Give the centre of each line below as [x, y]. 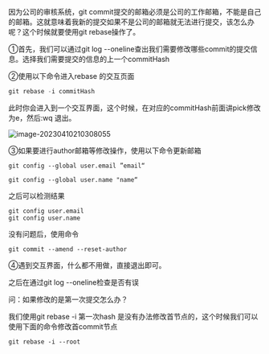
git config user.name [45, 218]
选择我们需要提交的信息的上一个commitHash [96, 59]
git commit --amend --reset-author [68, 249]
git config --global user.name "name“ [73, 179]
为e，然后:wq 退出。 [42, 117]
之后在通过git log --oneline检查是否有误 [73, 282]
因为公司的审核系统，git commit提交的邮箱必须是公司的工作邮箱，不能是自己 [135, 12]
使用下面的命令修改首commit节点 [63, 326]
